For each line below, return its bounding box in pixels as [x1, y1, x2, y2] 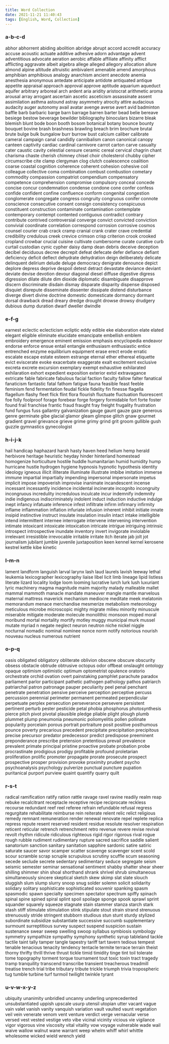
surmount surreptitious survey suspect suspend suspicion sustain [5, 923, 142, 929]
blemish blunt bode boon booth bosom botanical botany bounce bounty [5, 120, 154, 126]
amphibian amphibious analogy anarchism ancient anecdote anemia [5, 72, 146, 78]
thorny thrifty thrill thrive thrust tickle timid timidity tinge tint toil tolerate [5, 950, 153, 956]
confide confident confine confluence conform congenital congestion [5, 190, 150, 196]
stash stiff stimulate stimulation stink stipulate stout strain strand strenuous [5, 907, 160, 913]
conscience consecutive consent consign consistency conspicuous [5, 201, 145, 207]
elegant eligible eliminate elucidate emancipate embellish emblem [5, 332, 142, 338]
